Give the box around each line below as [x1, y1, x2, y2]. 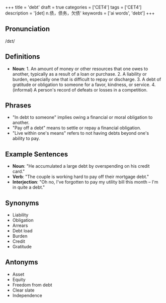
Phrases [5, 101, 31, 110]
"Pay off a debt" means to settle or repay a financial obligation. [12, 125, 142, 131]
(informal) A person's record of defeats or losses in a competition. [12, 87, 148, 93]
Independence [12, 292, 42, 298]
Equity [12, 276, 26, 283]
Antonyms [5, 258, 38, 267]
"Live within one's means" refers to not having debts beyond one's [12, 130, 149, 136]
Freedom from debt [12, 282, 52, 288]
